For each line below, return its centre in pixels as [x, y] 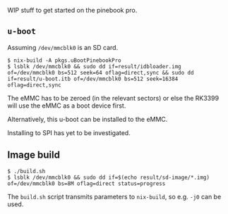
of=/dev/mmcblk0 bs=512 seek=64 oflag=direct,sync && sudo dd [101, 73]
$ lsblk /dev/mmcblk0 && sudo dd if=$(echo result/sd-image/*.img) [109, 177]
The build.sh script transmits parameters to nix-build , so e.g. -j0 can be [114, 196]
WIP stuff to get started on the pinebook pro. [72, 10]
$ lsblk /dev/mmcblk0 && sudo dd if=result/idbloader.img [94, 66]
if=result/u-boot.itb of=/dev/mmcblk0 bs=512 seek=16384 [93, 79]
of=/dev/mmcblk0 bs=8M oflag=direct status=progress [86, 183]
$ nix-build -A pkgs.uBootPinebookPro [64, 60]
